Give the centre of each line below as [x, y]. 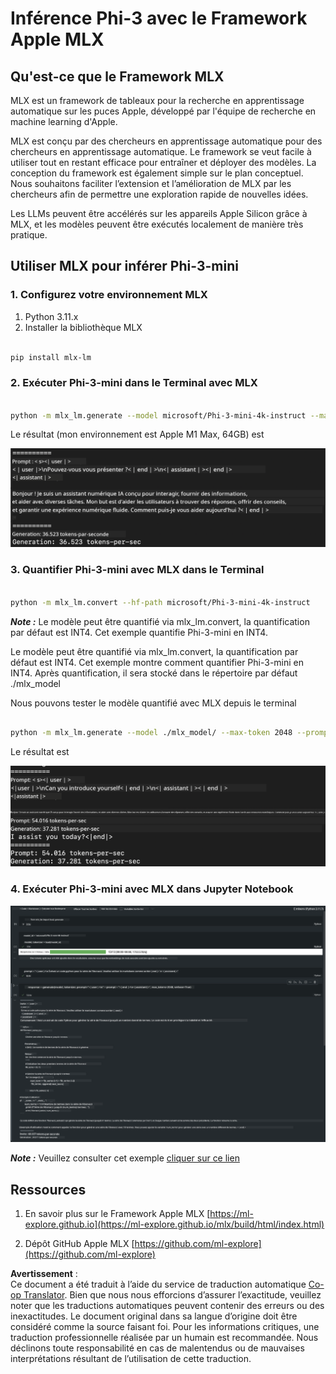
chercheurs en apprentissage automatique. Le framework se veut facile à [161, 151]
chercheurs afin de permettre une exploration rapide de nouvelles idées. [159, 194]
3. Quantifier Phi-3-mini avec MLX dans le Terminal [137, 570]
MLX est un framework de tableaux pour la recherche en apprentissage [157, 100]
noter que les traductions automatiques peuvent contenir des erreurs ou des [167, 1306]
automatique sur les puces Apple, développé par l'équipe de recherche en [163, 111]
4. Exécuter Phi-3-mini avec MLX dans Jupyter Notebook [152, 889]
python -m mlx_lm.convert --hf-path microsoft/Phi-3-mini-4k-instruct [160, 602]
